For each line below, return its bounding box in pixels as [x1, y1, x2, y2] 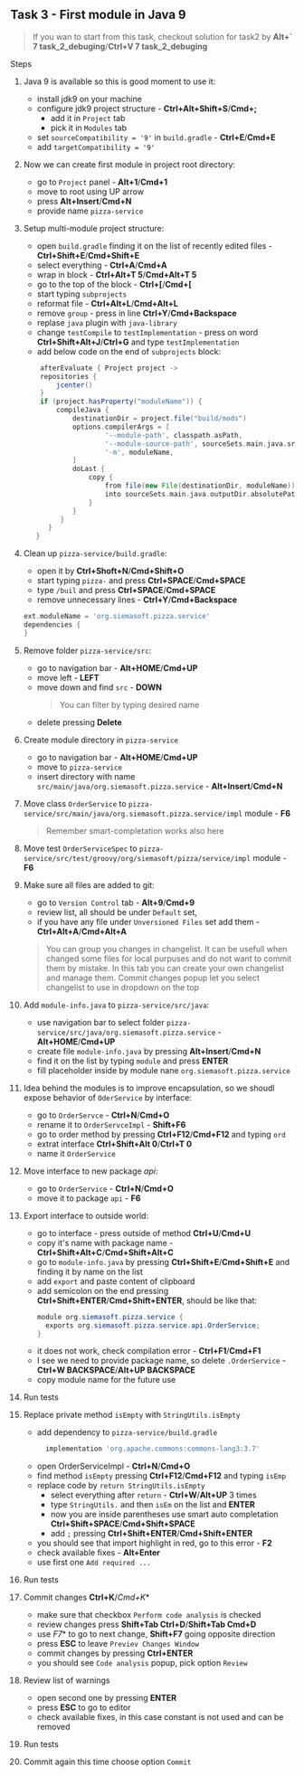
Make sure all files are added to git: [23, 879, 155, 890]
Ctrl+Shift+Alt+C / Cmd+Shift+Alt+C [36, 1247, 175, 1258]
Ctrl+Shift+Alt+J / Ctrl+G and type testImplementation [36, 336, 240, 347]
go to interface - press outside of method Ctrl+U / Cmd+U [36, 1227, 252, 1238]
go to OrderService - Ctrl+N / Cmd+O [36, 1183, 175, 1194]
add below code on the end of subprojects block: [36, 345, 222, 356]
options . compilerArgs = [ [71, 422, 170, 431]
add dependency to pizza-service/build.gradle [36, 1427, 218, 1438]
